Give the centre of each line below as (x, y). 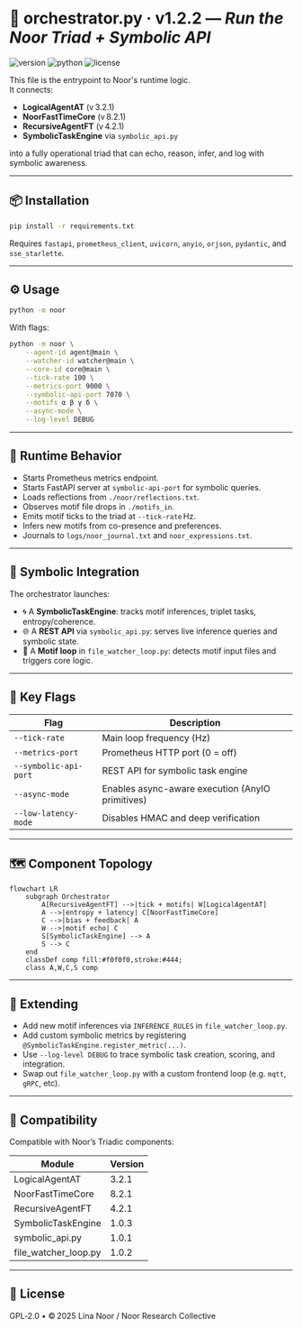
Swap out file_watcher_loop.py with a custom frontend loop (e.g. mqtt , (154, 1074)
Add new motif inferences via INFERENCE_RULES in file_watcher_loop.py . (155, 1026)
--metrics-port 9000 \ (68, 386)
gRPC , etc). (41, 1083)
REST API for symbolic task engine (175, 770)
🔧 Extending (44, 1004)
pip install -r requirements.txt (72, 226)
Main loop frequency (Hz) (156, 738)
